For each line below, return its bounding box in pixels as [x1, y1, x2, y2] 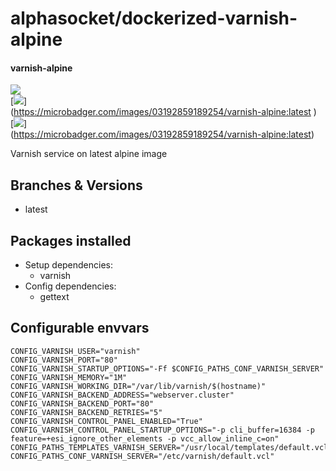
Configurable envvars [10, 320, 150, 337]
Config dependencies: [24, 280, 117, 292]
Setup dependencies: [24, 259, 114, 271]
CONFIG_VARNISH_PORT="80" [10, 355, 118, 365]
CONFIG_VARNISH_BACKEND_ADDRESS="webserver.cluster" [10, 390, 235, 400]
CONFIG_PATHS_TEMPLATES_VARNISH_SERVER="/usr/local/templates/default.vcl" [10, 442, 333, 452]
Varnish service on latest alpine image [10, 148, 168, 160]
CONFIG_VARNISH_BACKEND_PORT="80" [10, 398, 155, 409]
